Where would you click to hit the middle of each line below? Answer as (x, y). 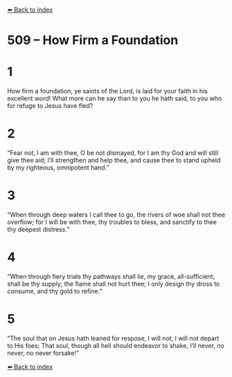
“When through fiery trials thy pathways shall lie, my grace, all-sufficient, (111, 276)
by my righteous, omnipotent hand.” (58, 167)
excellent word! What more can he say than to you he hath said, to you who (115, 98)
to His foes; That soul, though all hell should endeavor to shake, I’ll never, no (116, 345)
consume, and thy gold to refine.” (55, 291)
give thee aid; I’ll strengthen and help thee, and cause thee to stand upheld (114, 160)
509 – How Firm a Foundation (93, 40)
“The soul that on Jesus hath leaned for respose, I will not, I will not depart (113, 338)
